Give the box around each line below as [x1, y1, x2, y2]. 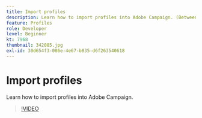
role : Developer [6, 25, 47, 32]
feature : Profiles [6, 20, 52, 26]
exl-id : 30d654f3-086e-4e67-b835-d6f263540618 [6, 48, 125, 54]
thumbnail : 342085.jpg [6, 43, 63, 49]
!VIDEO [20, 105, 39, 112]
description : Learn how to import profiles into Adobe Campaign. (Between [6, 14, 198, 20]
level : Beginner [6, 31, 47, 37]
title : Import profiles [6, 8, 66, 15]
